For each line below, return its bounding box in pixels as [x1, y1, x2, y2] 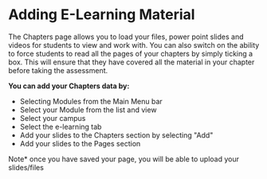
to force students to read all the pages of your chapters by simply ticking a [8, 49, 253, 58]
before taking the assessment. [8, 65, 108, 75]
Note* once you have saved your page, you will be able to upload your [8, 154, 239, 164]
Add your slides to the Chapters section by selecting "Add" [19, 130, 214, 140]
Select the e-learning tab [19, 122, 102, 131]
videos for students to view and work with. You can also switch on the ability [8, 40, 260, 49]
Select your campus [19, 113, 86, 123]
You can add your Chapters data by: [8, 81, 130, 91]
